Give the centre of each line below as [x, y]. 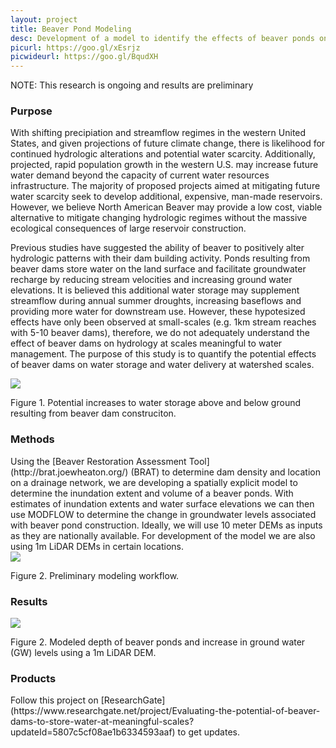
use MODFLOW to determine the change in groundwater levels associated [163, 514]
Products [33, 678]
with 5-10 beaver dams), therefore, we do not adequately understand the [160, 333]
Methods [32, 439]
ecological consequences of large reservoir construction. [128, 228]
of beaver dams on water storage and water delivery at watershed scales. [162, 365]
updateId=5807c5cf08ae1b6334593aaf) [93, 732]
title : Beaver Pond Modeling [71, 29]
